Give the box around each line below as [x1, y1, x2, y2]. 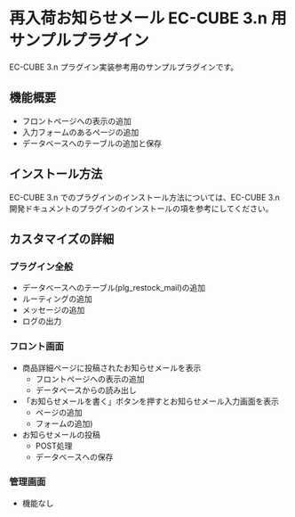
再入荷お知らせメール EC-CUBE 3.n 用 [9, 8, 287, 29]
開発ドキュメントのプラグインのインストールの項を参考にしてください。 [9, 202, 274, 214]
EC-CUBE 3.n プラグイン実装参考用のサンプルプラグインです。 [9, 62, 238, 72]
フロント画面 [9, 341, 65, 353]
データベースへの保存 [35, 451, 114, 462]
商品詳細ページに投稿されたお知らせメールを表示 [21, 362, 202, 373]
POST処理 [35, 440, 73, 451]
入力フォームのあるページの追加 [21, 127, 140, 137]
